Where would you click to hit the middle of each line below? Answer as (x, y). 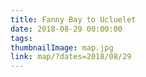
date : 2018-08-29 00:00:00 (66, 29)
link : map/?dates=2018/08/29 (71, 57)
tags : (21, 38)
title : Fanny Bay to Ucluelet (73, 19)
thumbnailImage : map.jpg (62, 47)
